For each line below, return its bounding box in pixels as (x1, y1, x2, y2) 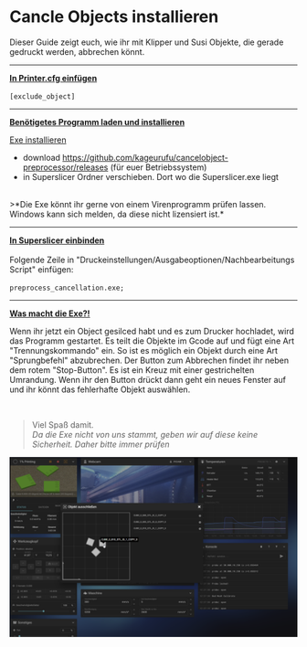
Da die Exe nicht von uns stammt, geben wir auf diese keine (31, 429, 259, 440)
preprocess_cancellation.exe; (9, 283, 125, 292)
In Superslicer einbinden (9, 235, 105, 246)
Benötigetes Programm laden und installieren (9, 116, 185, 127)
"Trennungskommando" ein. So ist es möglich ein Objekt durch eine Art (9, 345, 279, 355)
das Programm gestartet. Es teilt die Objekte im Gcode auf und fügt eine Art (9, 335, 295, 346)
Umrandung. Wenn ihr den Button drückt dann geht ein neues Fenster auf (9, 374, 286, 385)
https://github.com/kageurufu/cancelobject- (62, 152, 228, 163)
